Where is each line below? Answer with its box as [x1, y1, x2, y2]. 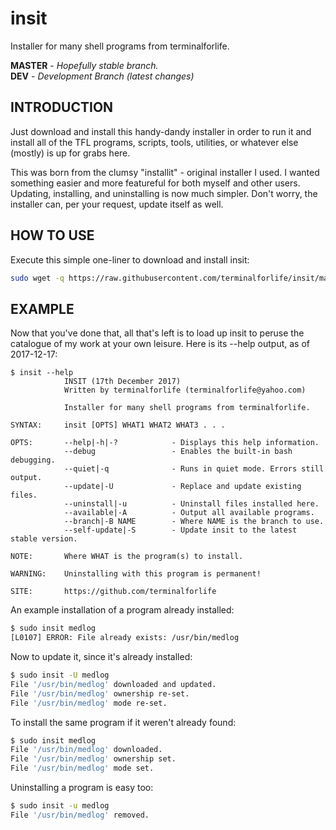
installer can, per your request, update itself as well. [10, 198, 224, 210]
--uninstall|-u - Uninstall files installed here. [63, 499, 320, 509]
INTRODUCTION [10, 99, 114, 116]
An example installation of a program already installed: [10, 604, 235, 616]
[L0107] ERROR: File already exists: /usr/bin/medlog [10, 633, 240, 643]
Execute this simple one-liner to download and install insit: [10, 253, 250, 266]
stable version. [10, 534, 78, 544]
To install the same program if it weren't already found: [10, 716, 237, 728]
